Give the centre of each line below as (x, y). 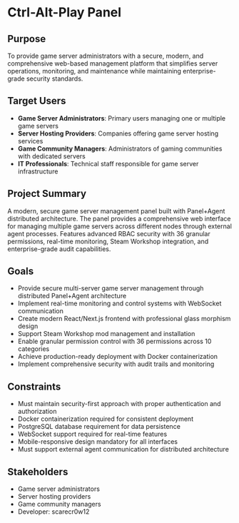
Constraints (34, 386)
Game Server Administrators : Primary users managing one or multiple (122, 118)
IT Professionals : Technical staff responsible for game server (108, 163)
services (30, 141)
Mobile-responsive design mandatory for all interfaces (98, 442)
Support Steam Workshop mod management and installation (106, 334)
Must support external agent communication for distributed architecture (123, 450)
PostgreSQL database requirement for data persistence (99, 427)
